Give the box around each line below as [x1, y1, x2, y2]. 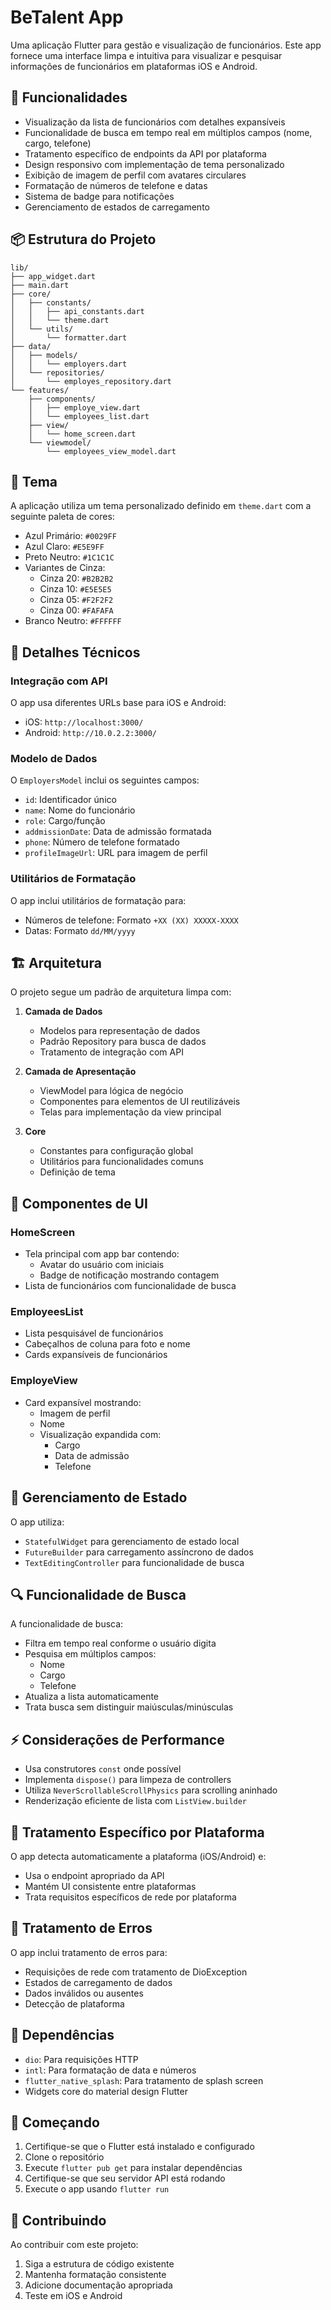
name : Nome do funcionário [24, 804, 136, 816]
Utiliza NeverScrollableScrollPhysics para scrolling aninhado [24, 1784, 278, 1796]
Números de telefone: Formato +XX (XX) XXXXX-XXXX [24, 914, 239, 926]
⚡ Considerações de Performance [10, 1731, 225, 1748]
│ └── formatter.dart [10, 332, 128, 343]
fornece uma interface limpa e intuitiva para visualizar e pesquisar [10, 49, 283, 61]
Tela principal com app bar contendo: [24, 1248, 180, 1260]
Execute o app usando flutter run [24, 2183, 170, 2195]
